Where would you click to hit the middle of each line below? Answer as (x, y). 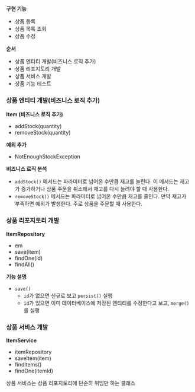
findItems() (28, 364)
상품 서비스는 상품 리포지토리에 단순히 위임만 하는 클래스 (71, 383)
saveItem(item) (33, 358)
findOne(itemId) (34, 371)
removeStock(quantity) (43, 133)
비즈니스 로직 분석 (27, 169)
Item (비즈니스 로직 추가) (35, 114)
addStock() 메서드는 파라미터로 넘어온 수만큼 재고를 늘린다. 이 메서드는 (96, 181)
